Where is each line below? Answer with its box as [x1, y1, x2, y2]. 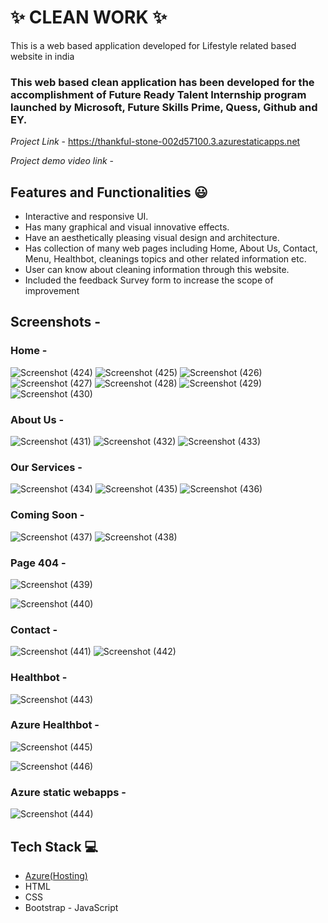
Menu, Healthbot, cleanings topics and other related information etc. [24, 253, 307, 265]
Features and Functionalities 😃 [10, 184, 208, 201]
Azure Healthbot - [10, 718, 100, 732]
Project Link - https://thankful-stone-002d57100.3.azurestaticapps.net [10, 136, 301, 148]
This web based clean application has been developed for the [10, 75, 315, 89]
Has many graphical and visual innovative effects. [24, 221, 230, 233]
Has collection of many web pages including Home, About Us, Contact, [24, 242, 318, 255]
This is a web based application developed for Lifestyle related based [10, 39, 297, 51]
